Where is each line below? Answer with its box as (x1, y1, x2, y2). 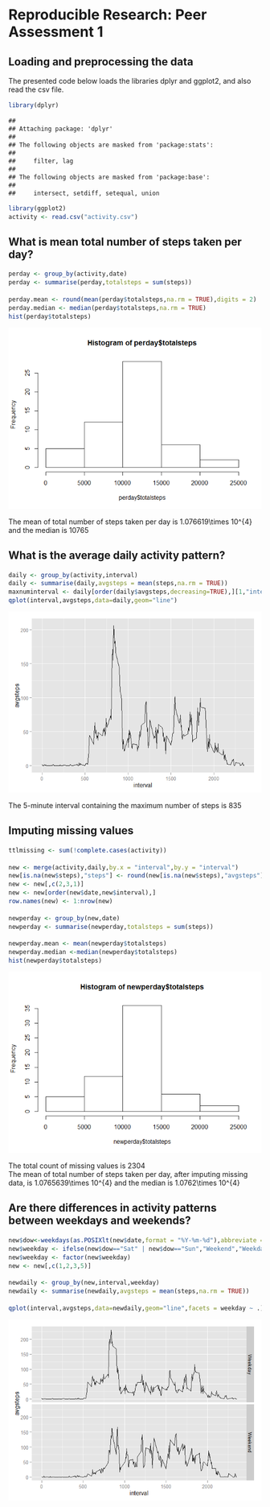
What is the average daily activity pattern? (8, 549, 226, 563)
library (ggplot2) (8, 204, 67, 213)
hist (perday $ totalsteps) (8, 312, 92, 320)
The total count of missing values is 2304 (8, 1161, 146, 1171)
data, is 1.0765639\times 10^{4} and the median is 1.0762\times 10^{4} (8, 1178, 240, 1188)
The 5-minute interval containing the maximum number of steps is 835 (8, 801, 243, 810)
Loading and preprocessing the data (8, 55, 194, 68)
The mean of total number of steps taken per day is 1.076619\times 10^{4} (8, 517, 253, 526)
